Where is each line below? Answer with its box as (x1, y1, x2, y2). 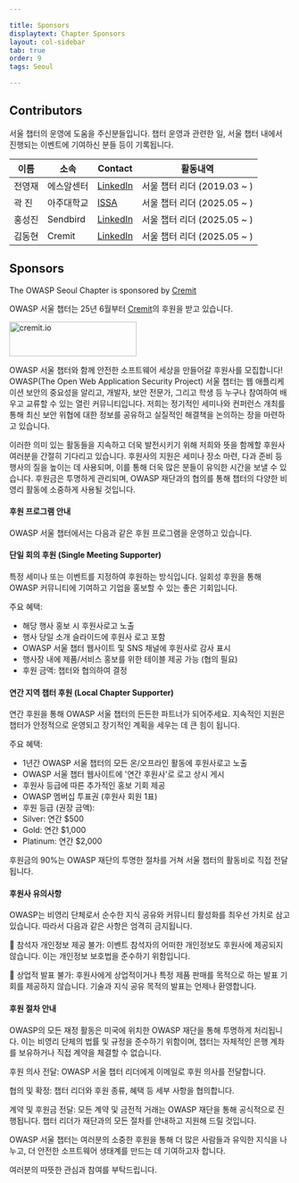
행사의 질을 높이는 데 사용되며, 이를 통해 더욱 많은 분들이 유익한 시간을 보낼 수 (9, 462, 278, 472)
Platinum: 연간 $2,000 (21, 836, 103, 846)
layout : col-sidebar (9, 37, 87, 46)
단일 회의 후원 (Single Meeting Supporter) (9, 550, 162, 561)
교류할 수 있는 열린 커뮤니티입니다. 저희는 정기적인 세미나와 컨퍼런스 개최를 (25, 398, 286, 409)
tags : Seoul (9, 62, 54, 71)
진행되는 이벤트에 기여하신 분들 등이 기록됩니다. (9, 139, 174, 150)
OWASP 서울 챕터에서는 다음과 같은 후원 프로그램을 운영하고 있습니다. (9, 528, 253, 538)
